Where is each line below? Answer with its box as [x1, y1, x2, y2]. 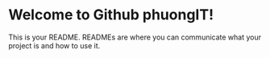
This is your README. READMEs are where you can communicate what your [8, 32, 262, 42]
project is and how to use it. [8, 40, 101, 50]
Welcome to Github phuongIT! [8, 6, 214, 24]
